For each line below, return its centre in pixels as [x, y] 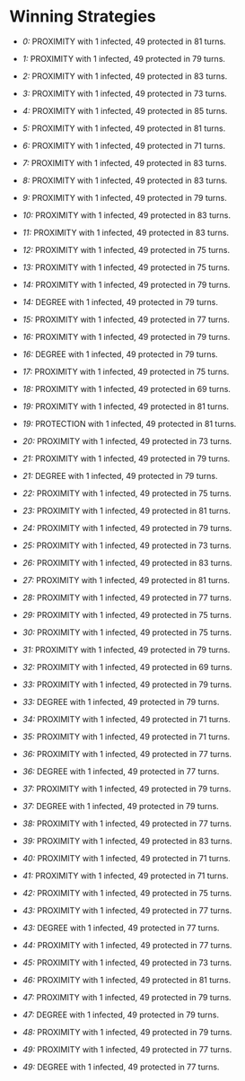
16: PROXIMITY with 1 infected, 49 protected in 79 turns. [126, 336]
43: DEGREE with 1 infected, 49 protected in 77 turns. [121, 928]
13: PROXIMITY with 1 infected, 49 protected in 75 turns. [126, 267]
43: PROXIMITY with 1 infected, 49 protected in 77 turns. [127, 910]
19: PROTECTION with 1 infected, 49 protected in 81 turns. [129, 423]
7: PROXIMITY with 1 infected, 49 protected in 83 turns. [124, 162]
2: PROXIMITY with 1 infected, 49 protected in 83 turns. [125, 76]
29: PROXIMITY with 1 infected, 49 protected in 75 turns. [127, 615]
